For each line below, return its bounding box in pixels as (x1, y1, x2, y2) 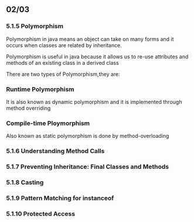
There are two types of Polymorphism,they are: (6, 70, 120, 78)
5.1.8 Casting (6, 178, 44, 186)
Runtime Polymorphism (6, 85, 74, 93)
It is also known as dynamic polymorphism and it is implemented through (6, 98, 182, 105)
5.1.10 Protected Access (6, 210, 75, 218)
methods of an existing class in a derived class (6, 59, 119, 66)
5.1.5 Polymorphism (6, 22, 63, 30)
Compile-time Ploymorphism (6, 119, 90, 127)
